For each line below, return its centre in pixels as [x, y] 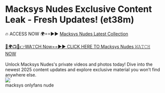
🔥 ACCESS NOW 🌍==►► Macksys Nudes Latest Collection [67, 34]
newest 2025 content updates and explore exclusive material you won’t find [83, 69]
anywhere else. [21, 75]
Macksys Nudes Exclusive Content [79, 9]
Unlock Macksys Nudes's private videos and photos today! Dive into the [79, 64]
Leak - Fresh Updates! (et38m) [70, 20]
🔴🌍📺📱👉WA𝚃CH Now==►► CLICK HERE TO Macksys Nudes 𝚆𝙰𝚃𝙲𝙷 [78, 46]
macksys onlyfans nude [30, 85]
